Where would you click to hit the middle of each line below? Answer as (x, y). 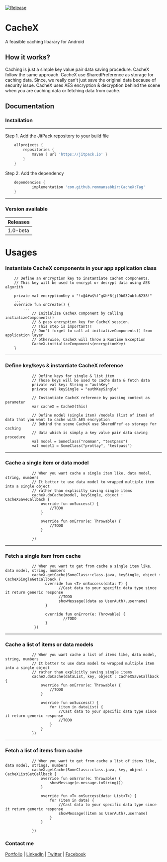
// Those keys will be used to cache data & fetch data (91, 380)
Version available (27, 209)
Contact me (20, 843)
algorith (14, 287)
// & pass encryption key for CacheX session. (81, 322)
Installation (19, 121)
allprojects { (29, 145)
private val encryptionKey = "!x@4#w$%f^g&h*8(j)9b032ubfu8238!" (83, 296)
